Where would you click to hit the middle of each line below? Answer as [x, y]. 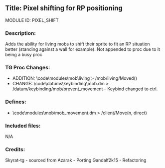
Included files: [23, 126]
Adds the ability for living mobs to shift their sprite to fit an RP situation [78, 44]
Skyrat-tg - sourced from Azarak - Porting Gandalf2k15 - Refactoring [76, 160]
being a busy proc [24, 55]
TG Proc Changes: [28, 68]
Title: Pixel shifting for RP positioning [64, 8]
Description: [20, 33]
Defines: [16, 102]
